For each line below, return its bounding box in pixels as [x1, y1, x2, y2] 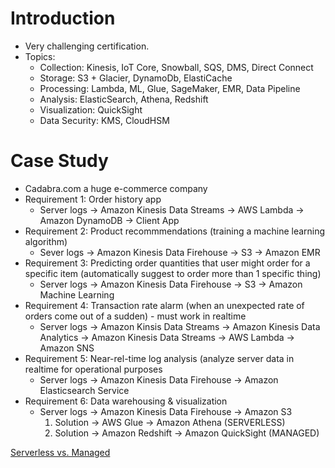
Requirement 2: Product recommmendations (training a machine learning [24, 225, 326, 237]
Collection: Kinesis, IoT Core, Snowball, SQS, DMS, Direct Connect [39, 61, 314, 73]
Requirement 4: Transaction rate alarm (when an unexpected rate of [24, 299, 305, 311]
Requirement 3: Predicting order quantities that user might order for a [24, 257, 311, 269]
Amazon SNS [39, 342, 95, 354]
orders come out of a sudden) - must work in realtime [24, 310, 247, 322]
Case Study [10, 150, 109, 172]
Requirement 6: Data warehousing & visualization [24, 395, 228, 407]
